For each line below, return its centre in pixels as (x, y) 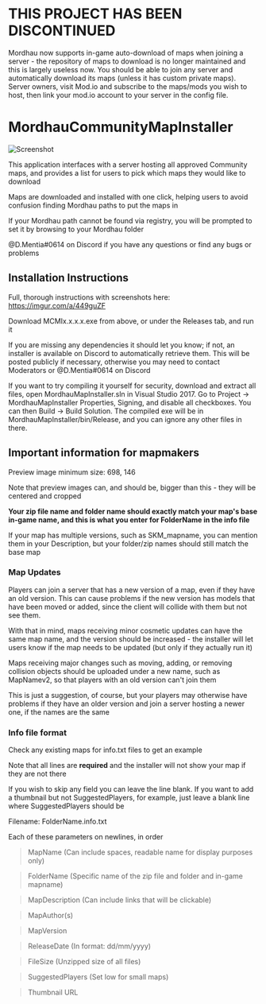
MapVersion (47, 931)
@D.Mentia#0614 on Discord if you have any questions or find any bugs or (130, 244)
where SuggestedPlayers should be (66, 806)
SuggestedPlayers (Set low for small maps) (98, 977)
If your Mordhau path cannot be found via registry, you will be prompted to (130, 220)
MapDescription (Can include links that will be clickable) (120, 900)
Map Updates (35, 572)
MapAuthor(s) (50, 916)
